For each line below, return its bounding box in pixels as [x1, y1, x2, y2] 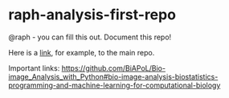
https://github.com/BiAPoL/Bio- [61, 63, 166, 73]
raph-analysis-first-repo [8, 6, 177, 24]
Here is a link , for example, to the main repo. [8, 47, 155, 57]
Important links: [8, 63, 60, 73]
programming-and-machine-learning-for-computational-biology [8, 80, 221, 90]
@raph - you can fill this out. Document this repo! [8, 32, 172, 42]
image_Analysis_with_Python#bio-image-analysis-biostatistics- [8, 71, 219, 81]
